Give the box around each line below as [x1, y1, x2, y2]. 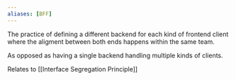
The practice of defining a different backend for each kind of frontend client [7, 30, 229, 38]
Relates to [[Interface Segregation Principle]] [7, 64, 138, 73]
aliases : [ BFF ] [7, 10, 52, 18]
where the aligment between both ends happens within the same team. [7, 37, 215, 46]
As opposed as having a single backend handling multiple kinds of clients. [7, 51, 223, 59]
